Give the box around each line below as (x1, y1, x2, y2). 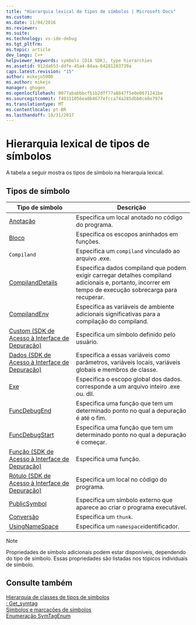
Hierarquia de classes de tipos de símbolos (6, 593, 110, 600)
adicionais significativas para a (75, 310, 160, 318)
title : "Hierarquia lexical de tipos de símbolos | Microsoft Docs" (6, 8, 176, 15)
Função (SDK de (9, 448, 54, 456)
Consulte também (6, 578, 73, 588)
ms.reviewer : (6, 25, 38, 31)
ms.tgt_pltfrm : (6, 42, 43, 47)
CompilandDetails (9, 279, 58, 286)
